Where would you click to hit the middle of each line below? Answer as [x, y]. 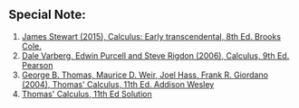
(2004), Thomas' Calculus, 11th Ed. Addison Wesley [118, 84]
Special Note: [48, 15]
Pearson [37, 65]
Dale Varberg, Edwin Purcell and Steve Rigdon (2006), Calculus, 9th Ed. [155, 55]
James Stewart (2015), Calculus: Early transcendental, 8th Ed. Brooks [151, 36]
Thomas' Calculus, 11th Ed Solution [87, 94]
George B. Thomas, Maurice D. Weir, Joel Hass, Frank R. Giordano [145, 75]
